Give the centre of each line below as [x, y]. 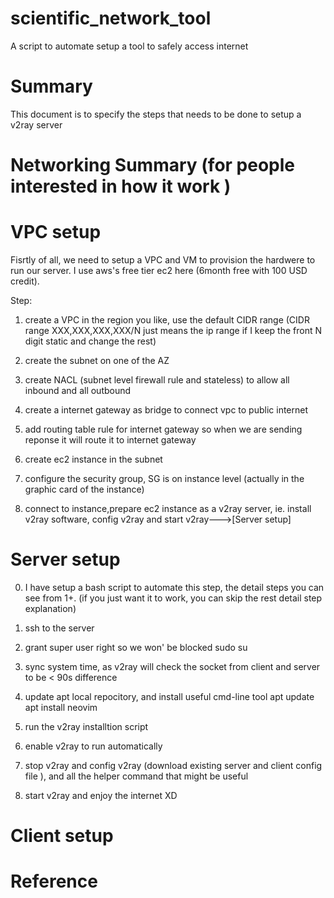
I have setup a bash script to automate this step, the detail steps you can [174, 587]
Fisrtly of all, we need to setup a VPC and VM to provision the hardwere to [163, 260]
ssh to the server [59, 628]
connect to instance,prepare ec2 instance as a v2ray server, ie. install [168, 508]
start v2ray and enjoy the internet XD [101, 795]
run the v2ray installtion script [86, 726]
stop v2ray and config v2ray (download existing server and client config [173, 765]
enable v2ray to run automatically [93, 746]
